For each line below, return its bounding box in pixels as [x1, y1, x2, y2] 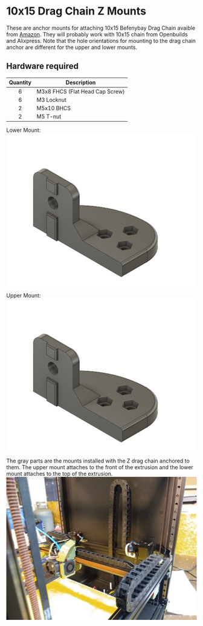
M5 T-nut [36, 113, 62, 120]
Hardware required [6, 61, 79, 71]
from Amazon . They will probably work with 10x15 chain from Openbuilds [6, 30, 188, 38]
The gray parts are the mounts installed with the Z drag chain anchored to [6, 457, 190, 464]
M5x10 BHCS [36, 105, 71, 111]
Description [65, 79, 96, 86]
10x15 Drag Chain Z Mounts [6, 4, 147, 18]
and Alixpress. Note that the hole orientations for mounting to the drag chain [6, 37, 196, 44]
